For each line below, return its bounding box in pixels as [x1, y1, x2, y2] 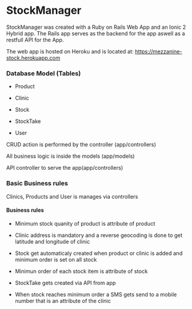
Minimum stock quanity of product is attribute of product [14, 220, 155, 227]
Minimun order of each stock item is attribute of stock [14, 268, 148, 275]
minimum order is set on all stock [14, 256, 97, 263]
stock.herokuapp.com [6, 54, 61, 61]
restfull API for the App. [6, 36, 64, 43]
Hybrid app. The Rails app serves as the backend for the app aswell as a [6, 29, 185, 37]
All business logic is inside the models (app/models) [6, 152, 135, 160]
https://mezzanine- [134, 47, 182, 55]
